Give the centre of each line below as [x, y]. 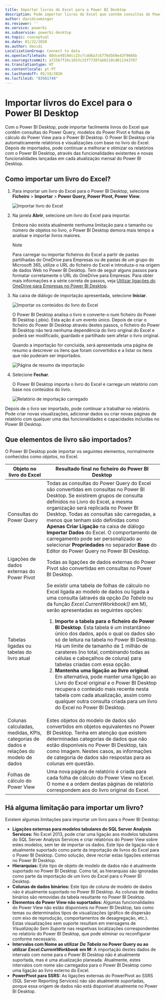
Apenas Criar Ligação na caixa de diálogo [96, 526]
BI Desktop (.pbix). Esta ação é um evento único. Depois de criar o [79, 320]
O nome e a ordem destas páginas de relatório [100, 784]
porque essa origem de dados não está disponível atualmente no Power [85, 986]
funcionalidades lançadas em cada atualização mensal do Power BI [73, 158]
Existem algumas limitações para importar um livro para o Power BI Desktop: [82, 820]
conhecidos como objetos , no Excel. [42, 457]
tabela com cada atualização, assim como [103, 695]
